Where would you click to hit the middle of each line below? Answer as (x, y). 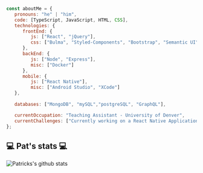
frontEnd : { (37, 31)
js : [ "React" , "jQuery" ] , (63, 37)
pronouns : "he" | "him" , (46, 14)
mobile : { (34, 76)
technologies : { (35, 25)
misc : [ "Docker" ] (52, 65)
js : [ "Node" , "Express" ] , (63, 59)
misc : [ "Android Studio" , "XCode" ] (75, 88)
